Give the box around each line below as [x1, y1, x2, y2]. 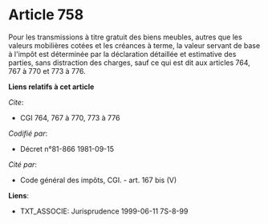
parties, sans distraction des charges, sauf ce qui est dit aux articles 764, [8, 58, 250, 67]
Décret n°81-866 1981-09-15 [19, 144, 115, 153]
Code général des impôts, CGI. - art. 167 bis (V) [19, 175, 177, 185]
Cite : [8, 97, 24, 107]
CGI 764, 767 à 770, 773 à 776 [19, 112, 120, 122]
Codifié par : [8, 128, 48, 138]
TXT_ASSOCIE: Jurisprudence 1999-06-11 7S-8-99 [19, 206, 189, 216]
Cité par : [8, 159, 38, 169]
